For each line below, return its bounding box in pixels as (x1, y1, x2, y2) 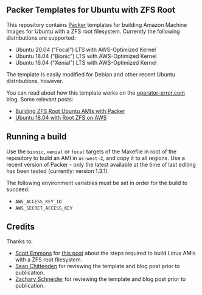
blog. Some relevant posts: (6, 95, 74, 103)
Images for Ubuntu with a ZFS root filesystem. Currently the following (6, 27, 181, 35)
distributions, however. (6, 77, 64, 84)
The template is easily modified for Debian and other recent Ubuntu (6, 70, 175, 78)
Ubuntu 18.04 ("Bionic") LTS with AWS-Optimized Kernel (15, 52, 157, 60)
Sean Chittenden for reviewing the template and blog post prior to (15, 263, 180, 270)
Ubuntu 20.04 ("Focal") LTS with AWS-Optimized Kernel (15, 46, 156, 53)
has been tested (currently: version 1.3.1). (6, 167, 110, 175)
